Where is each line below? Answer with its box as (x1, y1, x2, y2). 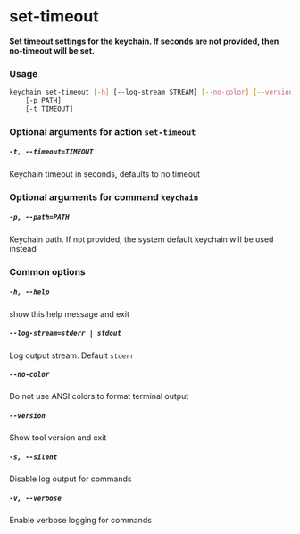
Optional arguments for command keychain (9, 190, 199, 203)
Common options (9, 265, 87, 278)
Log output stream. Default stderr (9, 350, 135, 361)
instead (9, 243, 37, 254)
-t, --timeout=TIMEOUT (9, 147, 94, 157)
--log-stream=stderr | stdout (9, 329, 122, 338)
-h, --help (9, 288, 50, 296)
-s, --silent (9, 453, 58, 462)
